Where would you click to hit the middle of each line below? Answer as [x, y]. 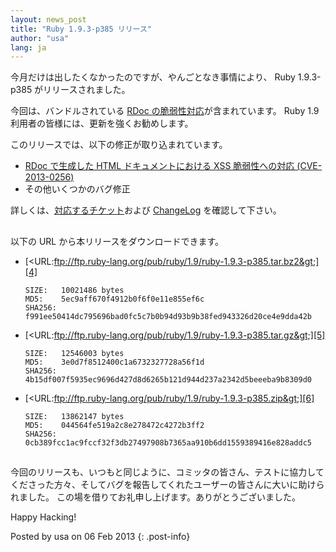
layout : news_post [48, 19]
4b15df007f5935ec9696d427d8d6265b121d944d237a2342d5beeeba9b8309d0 [168, 379]
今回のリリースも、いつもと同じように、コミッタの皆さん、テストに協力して [167, 472]
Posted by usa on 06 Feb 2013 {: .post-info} [100, 537]
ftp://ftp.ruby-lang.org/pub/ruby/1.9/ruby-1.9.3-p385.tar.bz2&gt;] [186, 261]
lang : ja [28, 47]
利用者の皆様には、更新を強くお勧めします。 [102, 123]
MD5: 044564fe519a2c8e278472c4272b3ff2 [114, 425]
